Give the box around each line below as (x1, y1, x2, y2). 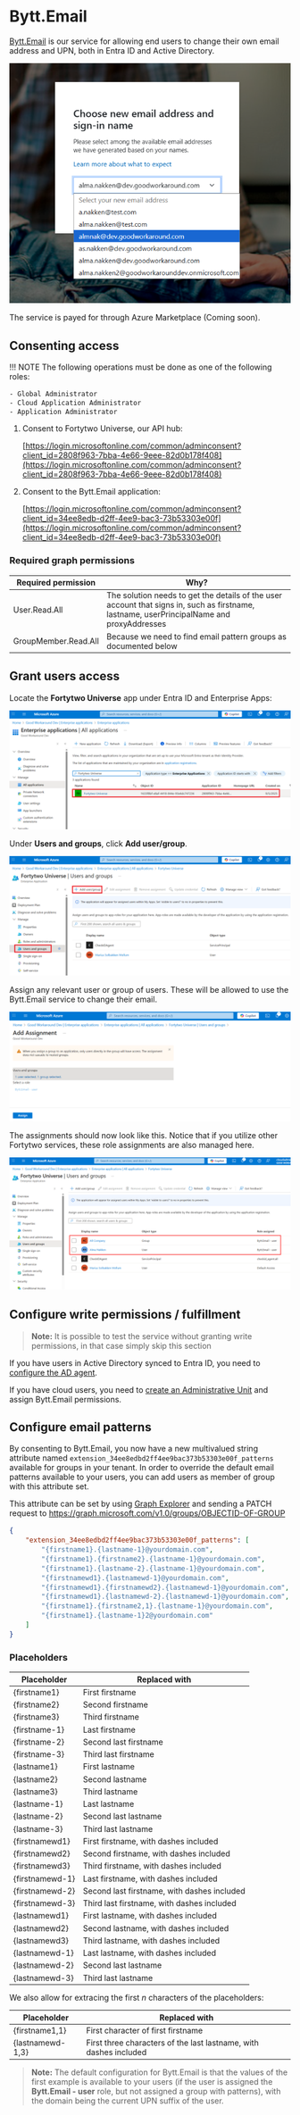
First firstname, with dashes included (83, 1836, 219, 1846)
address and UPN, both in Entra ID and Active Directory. (9, 45, 215, 55)
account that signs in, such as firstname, (106, 600, 255, 611)
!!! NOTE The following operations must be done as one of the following (9, 362, 272, 372)
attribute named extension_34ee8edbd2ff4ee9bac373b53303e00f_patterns (9, 1453, 274, 1463)
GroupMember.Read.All (12, 636, 100, 646)
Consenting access (9, 337, 120, 354)
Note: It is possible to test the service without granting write (30, 1330, 253, 1341)
